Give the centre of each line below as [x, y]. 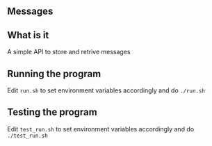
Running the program [54, 73]
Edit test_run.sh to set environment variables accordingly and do [101, 129]
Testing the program [52, 112]
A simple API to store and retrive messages [69, 52]
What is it [28, 35]
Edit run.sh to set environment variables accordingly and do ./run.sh [106, 90]
